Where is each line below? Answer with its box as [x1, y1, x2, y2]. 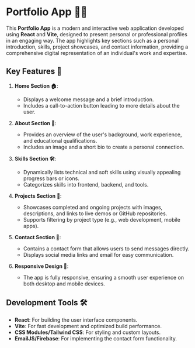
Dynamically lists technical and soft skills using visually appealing [23, 168, 181, 175]
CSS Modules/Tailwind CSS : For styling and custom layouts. [14, 329, 161, 336]
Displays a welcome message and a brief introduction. [23, 96, 154, 103]
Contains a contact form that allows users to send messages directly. [23, 245, 190, 252]
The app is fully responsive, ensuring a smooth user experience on [23, 274, 184, 281]
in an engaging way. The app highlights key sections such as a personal [6, 37, 179, 44]
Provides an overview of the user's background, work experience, [23, 131, 182, 138]
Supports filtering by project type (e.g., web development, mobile [23, 216, 181, 223]
